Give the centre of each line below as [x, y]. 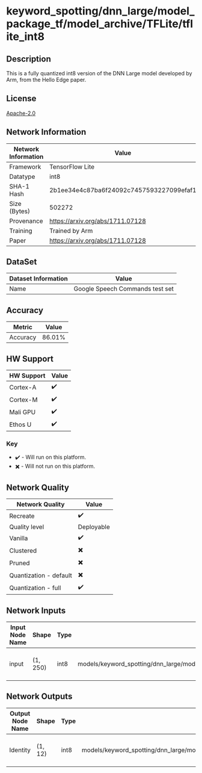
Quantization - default [41, 575]
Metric [23, 328]
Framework [25, 167]
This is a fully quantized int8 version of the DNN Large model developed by [99, 73]
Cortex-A [23, 387]
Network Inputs [36, 610]
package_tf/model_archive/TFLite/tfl [100, 24]
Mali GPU [23, 412]
